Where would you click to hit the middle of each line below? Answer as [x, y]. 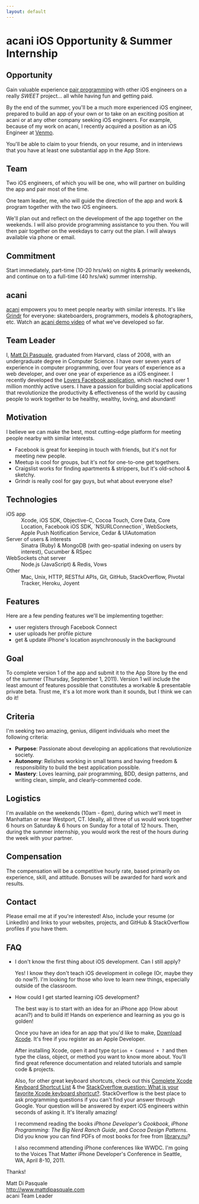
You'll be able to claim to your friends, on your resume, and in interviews [94, 144]
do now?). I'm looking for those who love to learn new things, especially [102, 980]
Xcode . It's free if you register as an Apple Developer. [80, 1039]
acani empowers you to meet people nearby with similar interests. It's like [96, 310]
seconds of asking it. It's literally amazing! [66, 1112]
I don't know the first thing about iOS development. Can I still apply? [97, 962]
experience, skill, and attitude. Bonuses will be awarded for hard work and [97, 877]
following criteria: [27, 737]
